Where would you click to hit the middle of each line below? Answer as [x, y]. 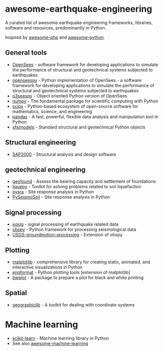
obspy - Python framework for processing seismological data [74, 229]
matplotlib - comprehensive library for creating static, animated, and [81, 262]
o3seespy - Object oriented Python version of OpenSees [70, 96]
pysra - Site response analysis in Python [53, 192]
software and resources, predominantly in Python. [56, 27]
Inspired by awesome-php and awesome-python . [55, 37]
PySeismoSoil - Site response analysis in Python [61, 197]
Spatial [16, 293]
